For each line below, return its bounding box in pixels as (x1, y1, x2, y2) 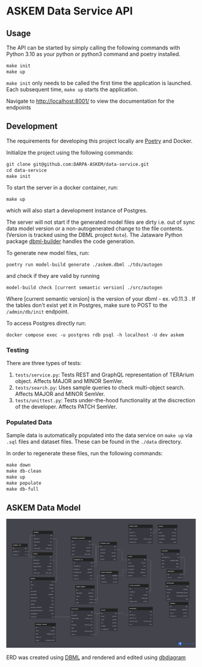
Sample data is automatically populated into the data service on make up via (6, 432, 193, 439)
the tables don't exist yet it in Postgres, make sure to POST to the (6, 301, 168, 309)
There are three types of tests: (6, 360, 82, 367)
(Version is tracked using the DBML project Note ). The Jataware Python (6, 231, 183, 238)
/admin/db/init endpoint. (6, 308, 69, 315)
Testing (6, 346, 29, 354)
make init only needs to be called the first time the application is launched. (6, 79, 192, 87)
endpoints (6, 104, 31, 111)
